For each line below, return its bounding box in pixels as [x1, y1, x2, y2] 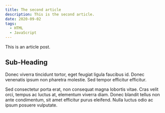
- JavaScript [9, 30, 37, 35]
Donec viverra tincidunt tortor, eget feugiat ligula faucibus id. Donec [5, 71, 145, 77]
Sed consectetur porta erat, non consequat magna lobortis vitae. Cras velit [5, 86, 159, 92]
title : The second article [5, 7, 61, 12]
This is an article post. [5, 44, 51, 50]
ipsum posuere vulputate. [5, 102, 58, 108]
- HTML [9, 26, 23, 31]
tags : [5, 21, 16, 26]
